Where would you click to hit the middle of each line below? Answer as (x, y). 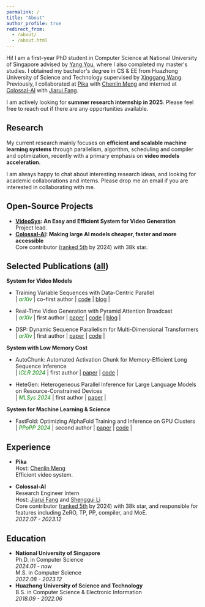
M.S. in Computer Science (48, 573)
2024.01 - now (33, 566)
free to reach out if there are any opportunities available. (77, 109)
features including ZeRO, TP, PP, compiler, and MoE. (81, 513)
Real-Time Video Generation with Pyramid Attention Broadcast (94, 311)
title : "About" (26, 18)
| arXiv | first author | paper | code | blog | (68, 318)
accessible (29, 240)
